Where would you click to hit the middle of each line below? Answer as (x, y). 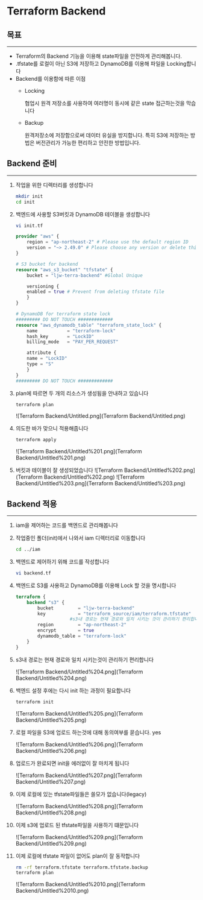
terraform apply (36, 440)
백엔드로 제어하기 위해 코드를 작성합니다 (62, 562)
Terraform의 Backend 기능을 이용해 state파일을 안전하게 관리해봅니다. (99, 56)
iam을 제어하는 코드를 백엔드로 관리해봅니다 (67, 525)
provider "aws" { (37, 236)
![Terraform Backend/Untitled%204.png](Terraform (79, 672)
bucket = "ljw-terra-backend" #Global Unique (85, 275)
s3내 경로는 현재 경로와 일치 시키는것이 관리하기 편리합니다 (85, 659)
